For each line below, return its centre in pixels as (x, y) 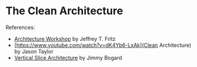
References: (20, 27)
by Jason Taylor (34, 51)
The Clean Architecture (64, 11)
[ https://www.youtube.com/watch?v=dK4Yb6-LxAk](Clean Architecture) (103, 45)
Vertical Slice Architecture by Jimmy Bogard (68, 58)
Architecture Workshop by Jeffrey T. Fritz (65, 39)
